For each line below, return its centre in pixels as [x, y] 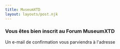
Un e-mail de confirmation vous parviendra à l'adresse [60, 42]
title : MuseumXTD [23, 10]
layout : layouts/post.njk [31, 14]
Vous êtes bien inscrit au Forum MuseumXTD [60, 31]
